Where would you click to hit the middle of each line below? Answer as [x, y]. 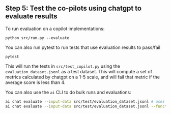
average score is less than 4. [35, 82]
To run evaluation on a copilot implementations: [55, 28]
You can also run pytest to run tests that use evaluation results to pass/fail [83, 47]
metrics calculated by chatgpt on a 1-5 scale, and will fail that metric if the [83, 77]
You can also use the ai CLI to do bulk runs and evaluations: [68, 92]
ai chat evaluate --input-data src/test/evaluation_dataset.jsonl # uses [85, 101]
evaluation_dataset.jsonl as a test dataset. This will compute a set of [79, 71]
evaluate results [31, 17]
